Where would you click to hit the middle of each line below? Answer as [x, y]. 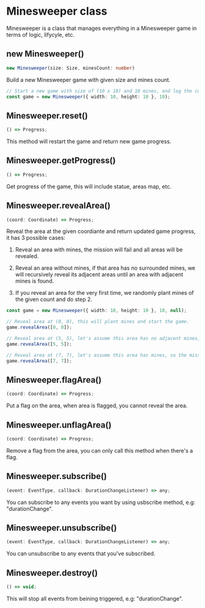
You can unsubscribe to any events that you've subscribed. [81, 554]
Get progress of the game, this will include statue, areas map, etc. [89, 186]
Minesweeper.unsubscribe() [62, 528]
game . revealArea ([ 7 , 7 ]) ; [39, 361]
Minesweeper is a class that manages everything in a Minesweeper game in [102, 28]
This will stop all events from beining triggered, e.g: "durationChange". [95, 599]
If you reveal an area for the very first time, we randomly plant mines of [104, 293]
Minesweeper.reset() [47, 115]
